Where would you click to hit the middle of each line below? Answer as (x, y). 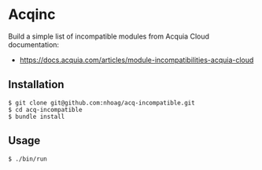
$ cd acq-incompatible (45, 109)
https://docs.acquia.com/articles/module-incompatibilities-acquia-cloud (137, 60)
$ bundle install (37, 116)
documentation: (34, 44)
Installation (36, 85)
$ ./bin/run (28, 159)
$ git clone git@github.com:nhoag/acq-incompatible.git (101, 103)
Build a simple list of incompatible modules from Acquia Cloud (109, 36)
